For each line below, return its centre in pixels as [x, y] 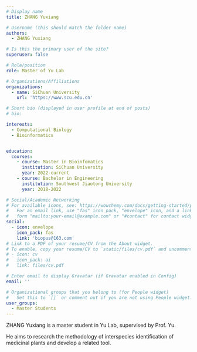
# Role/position [26, 65]
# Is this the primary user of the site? [57, 49]
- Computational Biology [42, 130]
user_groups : [22, 303]
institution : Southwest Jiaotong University [77, 184]
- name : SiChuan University [46, 92]
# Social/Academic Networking [43, 200]
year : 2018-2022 [41, 189]
